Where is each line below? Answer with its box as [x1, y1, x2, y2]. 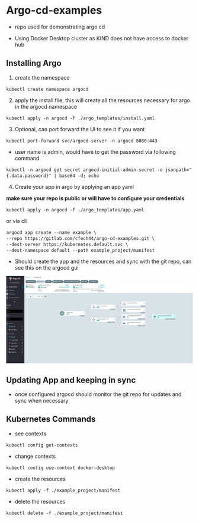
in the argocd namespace [14, 103, 78, 110]
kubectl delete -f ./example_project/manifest [6, 510, 123, 516]
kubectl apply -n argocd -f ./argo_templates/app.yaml [6, 207, 145, 213]
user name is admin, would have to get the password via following [14, 148, 176, 155]
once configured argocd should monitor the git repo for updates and [14, 391, 182, 398]
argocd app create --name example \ [6, 229, 97, 235]
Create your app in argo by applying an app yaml [14, 183, 134, 190]
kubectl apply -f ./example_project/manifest [6, 488, 120, 493]
